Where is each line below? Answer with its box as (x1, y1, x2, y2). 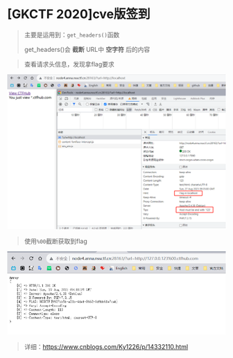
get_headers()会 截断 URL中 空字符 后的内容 (24, 45, 150, 53)
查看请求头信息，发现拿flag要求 (24, 60, 114, 68)
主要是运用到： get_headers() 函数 (24, 30, 120, 39)
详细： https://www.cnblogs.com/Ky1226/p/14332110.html (24, 342, 189, 350)
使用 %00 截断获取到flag (24, 237, 88, 245)
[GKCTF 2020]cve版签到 (7, 6, 150, 22)
